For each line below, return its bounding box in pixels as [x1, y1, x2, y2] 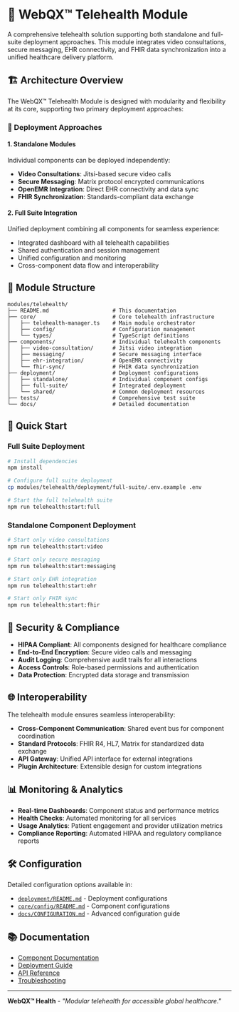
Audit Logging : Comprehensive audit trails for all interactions [17, 655, 198, 664]
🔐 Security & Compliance [7, 621, 119, 634]
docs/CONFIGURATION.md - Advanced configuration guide [17, 909, 181, 918]
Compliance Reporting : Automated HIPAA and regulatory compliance [17, 829, 222, 837]
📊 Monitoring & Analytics [7, 784, 123, 796]
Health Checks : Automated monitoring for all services [17, 814, 176, 822]
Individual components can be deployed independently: [7, 156, 171, 164]
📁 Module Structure [7, 282, 96, 294]
